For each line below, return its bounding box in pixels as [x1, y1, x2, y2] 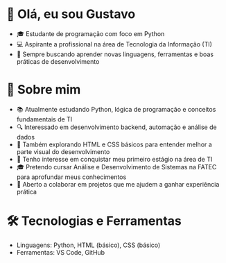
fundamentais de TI [16, 114, 73, 124]
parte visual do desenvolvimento [16, 147, 110, 155]
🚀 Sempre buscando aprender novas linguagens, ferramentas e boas [16, 50, 214, 58]
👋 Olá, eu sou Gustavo [6, 6, 136, 22]
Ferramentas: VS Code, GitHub [16, 248, 105, 256]
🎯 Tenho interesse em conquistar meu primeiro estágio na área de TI [16, 155, 213, 163]
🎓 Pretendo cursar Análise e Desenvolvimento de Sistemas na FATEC [16, 162, 217, 171]
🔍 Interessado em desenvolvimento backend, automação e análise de [16, 123, 217, 131]
